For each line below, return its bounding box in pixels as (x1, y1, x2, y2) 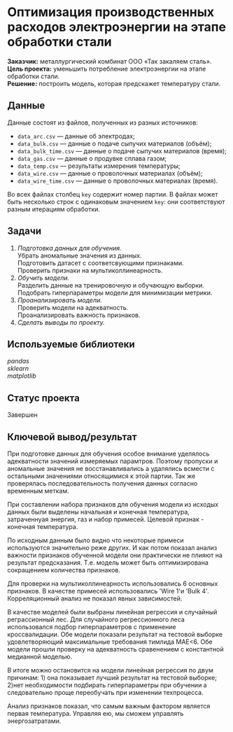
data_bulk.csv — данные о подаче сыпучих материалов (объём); (17, 139, 212, 148)
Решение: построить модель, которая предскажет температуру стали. (7, 79, 221, 87)
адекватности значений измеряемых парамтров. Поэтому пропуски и (7, 457, 218, 465)
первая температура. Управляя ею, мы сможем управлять (7, 710, 184, 717)
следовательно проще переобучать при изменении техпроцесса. (7, 689, 204, 696)
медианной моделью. (7, 652, 73, 661)
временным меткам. (7, 487, 70, 495)
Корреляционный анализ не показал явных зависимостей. (7, 594, 183, 603)
